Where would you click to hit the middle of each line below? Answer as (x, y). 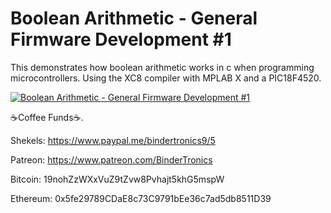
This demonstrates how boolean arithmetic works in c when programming (162, 67)
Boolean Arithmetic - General (134, 18)
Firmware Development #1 (121, 39)
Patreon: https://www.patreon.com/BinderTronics (111, 159)
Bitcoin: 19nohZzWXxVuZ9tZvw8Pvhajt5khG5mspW (117, 179)
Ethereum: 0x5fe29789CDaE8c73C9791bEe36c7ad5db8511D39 (141, 198)
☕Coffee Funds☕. (47, 117)
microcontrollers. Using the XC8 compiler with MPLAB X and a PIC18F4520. (166, 78)
